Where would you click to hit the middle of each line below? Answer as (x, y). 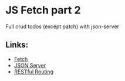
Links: (17, 45)
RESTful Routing (34, 72)
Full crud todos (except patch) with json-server (62, 26)
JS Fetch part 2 (43, 10)
